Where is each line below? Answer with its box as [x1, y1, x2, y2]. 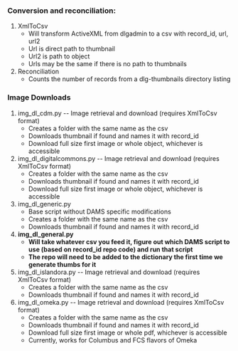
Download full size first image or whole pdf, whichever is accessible [28, 328, 227, 337]
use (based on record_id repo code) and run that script [28, 245, 193, 253]
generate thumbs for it [28, 260, 97, 268]
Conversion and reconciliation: [7, 6, 116, 16]
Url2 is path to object [28, 52, 90, 61]
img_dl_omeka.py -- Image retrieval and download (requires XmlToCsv [17, 298, 225, 306]
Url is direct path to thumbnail [28, 45, 116, 53]
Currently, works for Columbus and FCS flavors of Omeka [28, 335, 198, 344]
